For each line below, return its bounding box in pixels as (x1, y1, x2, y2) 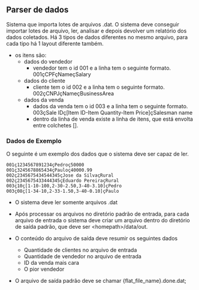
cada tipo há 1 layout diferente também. (6, 40, 104, 47)
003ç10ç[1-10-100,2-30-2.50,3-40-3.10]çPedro (6, 183, 122, 189)
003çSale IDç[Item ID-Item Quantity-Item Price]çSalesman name (32, 109, 193, 116)
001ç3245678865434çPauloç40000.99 (6, 168, 93, 174)
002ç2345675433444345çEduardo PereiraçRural (6, 178, 119, 184)
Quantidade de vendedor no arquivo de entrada (23, 253, 142, 260)
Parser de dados (6, 5, 69, 15)
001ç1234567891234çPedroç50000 (6, 162, 85, 168)
